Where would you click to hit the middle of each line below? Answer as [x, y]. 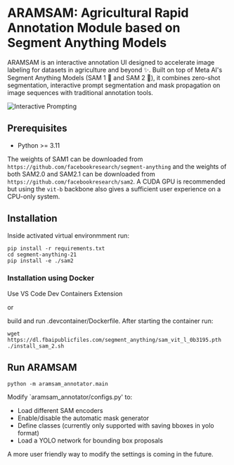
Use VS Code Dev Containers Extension [65, 293]
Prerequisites [37, 128]
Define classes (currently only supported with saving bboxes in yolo [116, 425]
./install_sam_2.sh [36, 346]
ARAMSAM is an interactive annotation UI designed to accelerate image [111, 62]
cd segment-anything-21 [42, 255]
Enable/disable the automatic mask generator [83, 418]
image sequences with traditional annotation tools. [80, 92]
